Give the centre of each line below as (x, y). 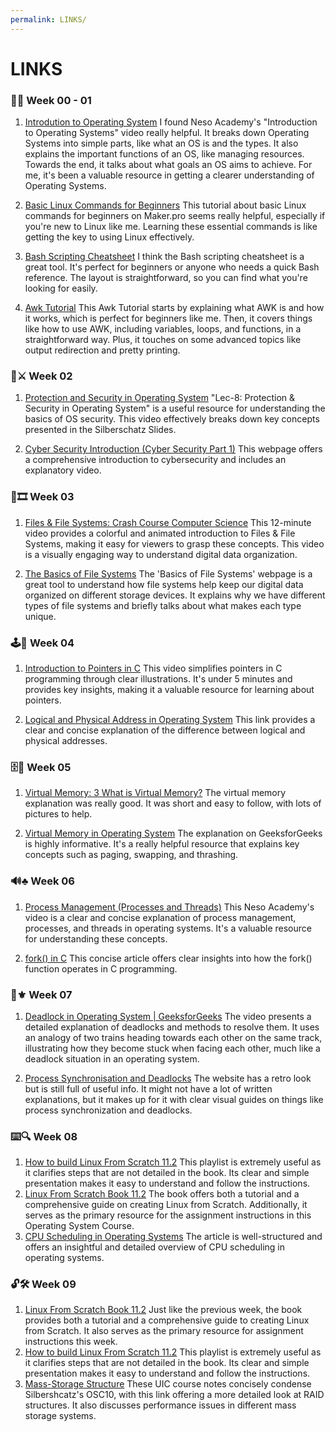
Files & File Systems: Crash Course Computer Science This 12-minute (168, 522)
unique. (40, 616)
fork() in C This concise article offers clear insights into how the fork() (168, 958)
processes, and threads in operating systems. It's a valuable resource (168, 928)
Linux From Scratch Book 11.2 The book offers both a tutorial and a (162, 1194)
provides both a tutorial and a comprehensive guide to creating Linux (167, 1320)
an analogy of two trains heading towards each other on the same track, (173, 1037)
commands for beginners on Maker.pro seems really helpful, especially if (175, 216)
